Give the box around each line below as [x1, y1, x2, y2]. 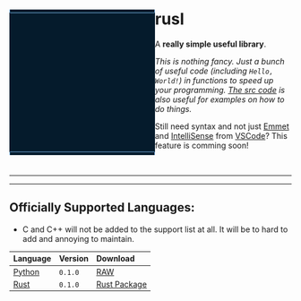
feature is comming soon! [155, 140, 249, 150]
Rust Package [96, 279, 148, 289]
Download [96, 254, 135, 264]
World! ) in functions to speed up [155, 74, 274, 85]
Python [13, 266, 40, 277]
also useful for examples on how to [155, 94, 285, 105]
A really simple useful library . [155, 39, 267, 49]
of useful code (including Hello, [155, 65, 274, 76]
